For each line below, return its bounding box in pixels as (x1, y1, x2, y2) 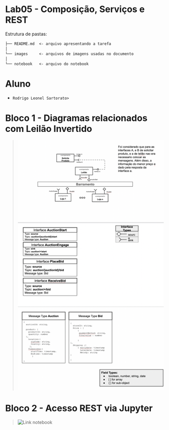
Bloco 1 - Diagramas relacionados (5, 112, 147, 124)
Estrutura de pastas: (5, 31, 47, 37)
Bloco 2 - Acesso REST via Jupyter (5, 403, 153, 414)
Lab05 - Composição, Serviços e (5, 4, 145, 15)
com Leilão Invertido (5, 123, 92, 134)
